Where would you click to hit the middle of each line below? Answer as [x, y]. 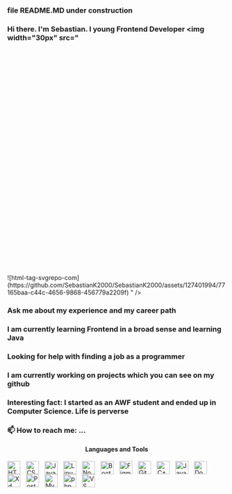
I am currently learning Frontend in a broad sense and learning [115, 329]
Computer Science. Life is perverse [68, 411]
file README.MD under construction [70, 10]
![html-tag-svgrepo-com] [43, 278]
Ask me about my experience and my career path [92, 311]
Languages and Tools [117, 450]
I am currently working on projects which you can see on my [111, 375]
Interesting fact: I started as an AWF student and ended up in [112, 402]
